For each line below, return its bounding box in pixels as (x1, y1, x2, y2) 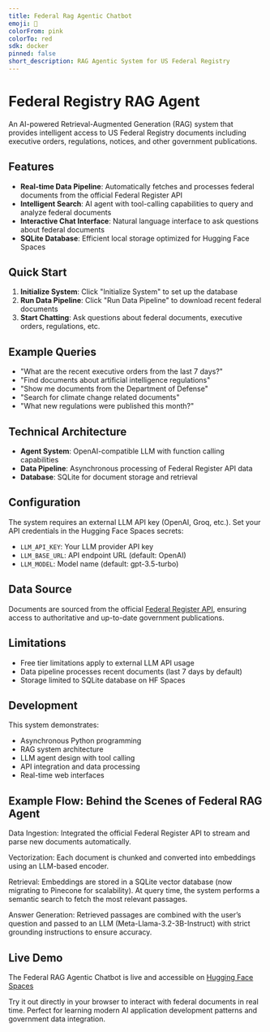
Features (8, 160, 54, 174)
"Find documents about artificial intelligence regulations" (19, 375, 211, 385)
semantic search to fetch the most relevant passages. (8, 895, 188, 904)
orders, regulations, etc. (19, 322, 101, 332)
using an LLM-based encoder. (8, 861, 109, 871)
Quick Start (8, 266, 67, 280)
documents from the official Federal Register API (19, 190, 183, 200)
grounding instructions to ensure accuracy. (8, 927, 152, 937)
